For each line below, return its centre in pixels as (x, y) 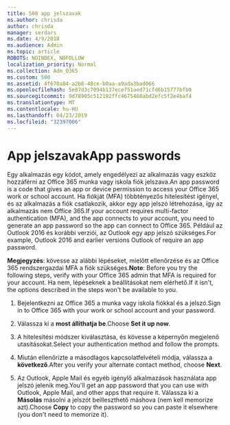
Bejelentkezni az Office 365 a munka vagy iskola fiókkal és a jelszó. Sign (119, 303)
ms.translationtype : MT (41, 103)
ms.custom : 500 (29, 77)
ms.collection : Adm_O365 (43, 71)
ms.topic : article (33, 52)
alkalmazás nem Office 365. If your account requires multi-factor (98, 211)
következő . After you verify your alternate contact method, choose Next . (119, 365)
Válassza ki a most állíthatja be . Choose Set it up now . (94, 324)
